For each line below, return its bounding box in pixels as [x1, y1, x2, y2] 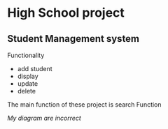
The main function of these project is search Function [7, 100, 162, 109]
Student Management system [7, 33, 140, 45]
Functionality [7, 51, 45, 59]
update [17, 79, 38, 88]
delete [17, 87, 36, 95]
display [17, 72, 38, 80]
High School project [7, 5, 125, 21]
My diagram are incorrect [7, 114, 82, 122]
